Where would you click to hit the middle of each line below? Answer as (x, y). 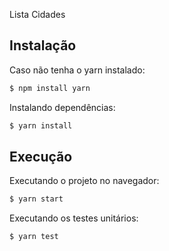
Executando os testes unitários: (74, 218)
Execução (41, 156)
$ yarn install (41, 125)
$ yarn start (36, 199)
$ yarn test (34, 237)
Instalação (43, 45)
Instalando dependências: (62, 107)
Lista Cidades (37, 14)
